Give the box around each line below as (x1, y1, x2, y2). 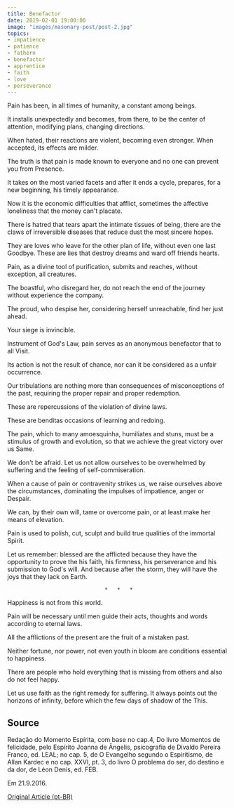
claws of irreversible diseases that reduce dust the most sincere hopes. (7, 228, 214, 236)
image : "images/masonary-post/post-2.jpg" (7, 23, 133, 30)
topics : (7, 30, 30, 37)
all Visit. (7, 347, 30, 356)
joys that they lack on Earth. (7, 573, 88, 581)
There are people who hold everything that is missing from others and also (7, 668, 223, 677)
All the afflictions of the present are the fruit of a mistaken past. (7, 633, 191, 641)
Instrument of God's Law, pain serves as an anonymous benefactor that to (7, 339, 221, 348)
